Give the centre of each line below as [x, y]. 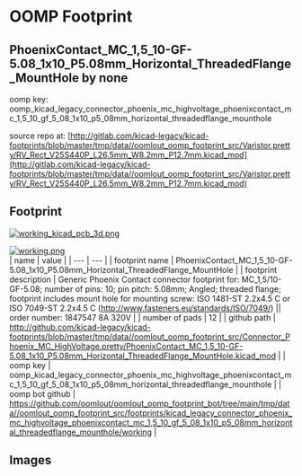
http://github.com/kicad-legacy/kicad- [80, 327]
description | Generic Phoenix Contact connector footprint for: [124, 279]
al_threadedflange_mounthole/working [81, 432]
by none [105, 78]
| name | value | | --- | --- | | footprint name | [92, 260]
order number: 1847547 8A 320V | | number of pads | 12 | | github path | [142, 317]
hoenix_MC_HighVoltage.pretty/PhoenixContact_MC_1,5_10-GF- [126, 346]
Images [31, 460]
